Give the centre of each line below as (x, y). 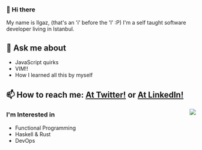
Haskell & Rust (33, 134)
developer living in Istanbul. (40, 29)
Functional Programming (45, 128)
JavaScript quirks (37, 62)
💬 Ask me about (36, 48)
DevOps (25, 140)
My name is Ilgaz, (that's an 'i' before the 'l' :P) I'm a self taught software (96, 23)
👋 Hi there (21, 10)
